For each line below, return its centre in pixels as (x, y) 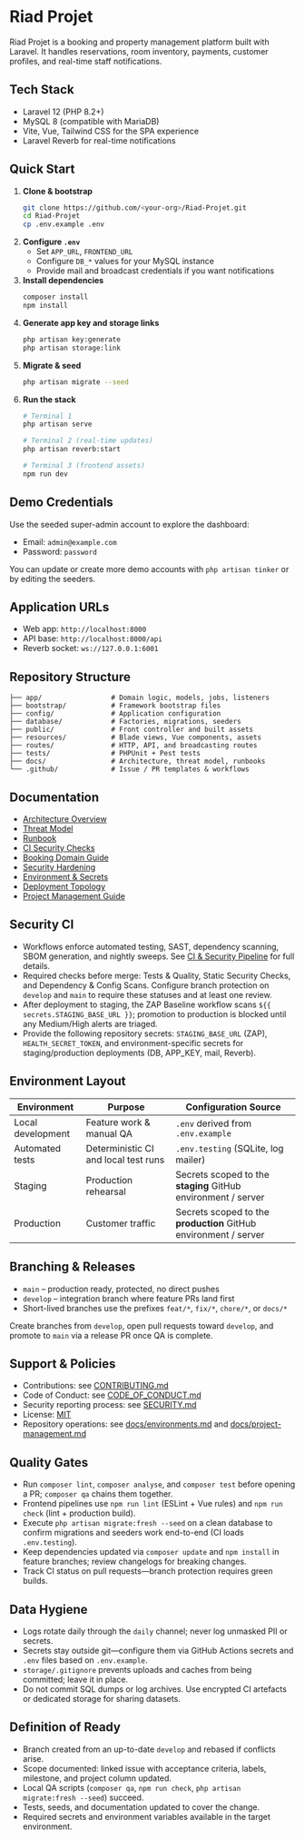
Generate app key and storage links (91, 322)
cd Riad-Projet (51, 216)
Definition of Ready (65, 1727)
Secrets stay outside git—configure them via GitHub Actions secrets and (158, 1650)
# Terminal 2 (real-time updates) (88, 441)
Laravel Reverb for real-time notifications (99, 140)
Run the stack (49, 399)
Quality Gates (49, 1463)
